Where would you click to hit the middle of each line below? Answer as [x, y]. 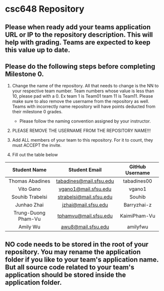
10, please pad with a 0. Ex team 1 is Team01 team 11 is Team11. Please [82, 96]
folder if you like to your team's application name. [82, 260]
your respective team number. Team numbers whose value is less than [83, 91]
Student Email [85, 170]
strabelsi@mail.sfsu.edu [85, 197]
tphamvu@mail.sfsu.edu [85, 216]
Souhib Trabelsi [29, 197]
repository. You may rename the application [73, 252]
